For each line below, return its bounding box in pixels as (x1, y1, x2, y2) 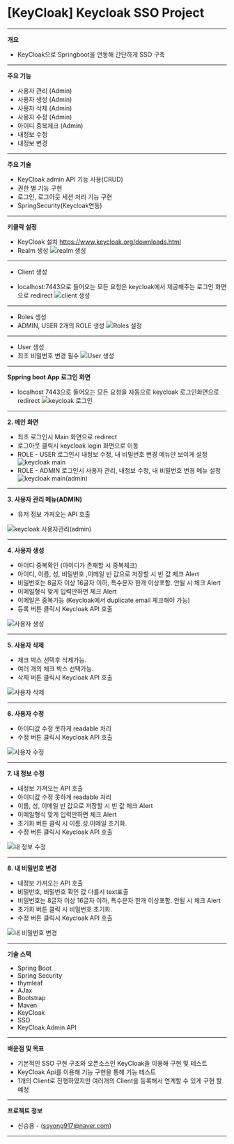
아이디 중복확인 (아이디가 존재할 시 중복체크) (17, 561, 138, 569)
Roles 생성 (17, 312, 47, 321)
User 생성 (17, 342, 45, 351)
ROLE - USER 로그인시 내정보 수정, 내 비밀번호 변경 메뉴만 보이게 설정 (17, 450, 208, 458)
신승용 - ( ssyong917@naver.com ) (17, 1121, 112, 1129)
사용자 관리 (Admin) (17, 86, 72, 95)
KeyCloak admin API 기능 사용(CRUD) (17, 175, 124, 183)
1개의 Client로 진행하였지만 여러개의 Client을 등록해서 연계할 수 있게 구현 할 (17, 1076, 222, 1085)
